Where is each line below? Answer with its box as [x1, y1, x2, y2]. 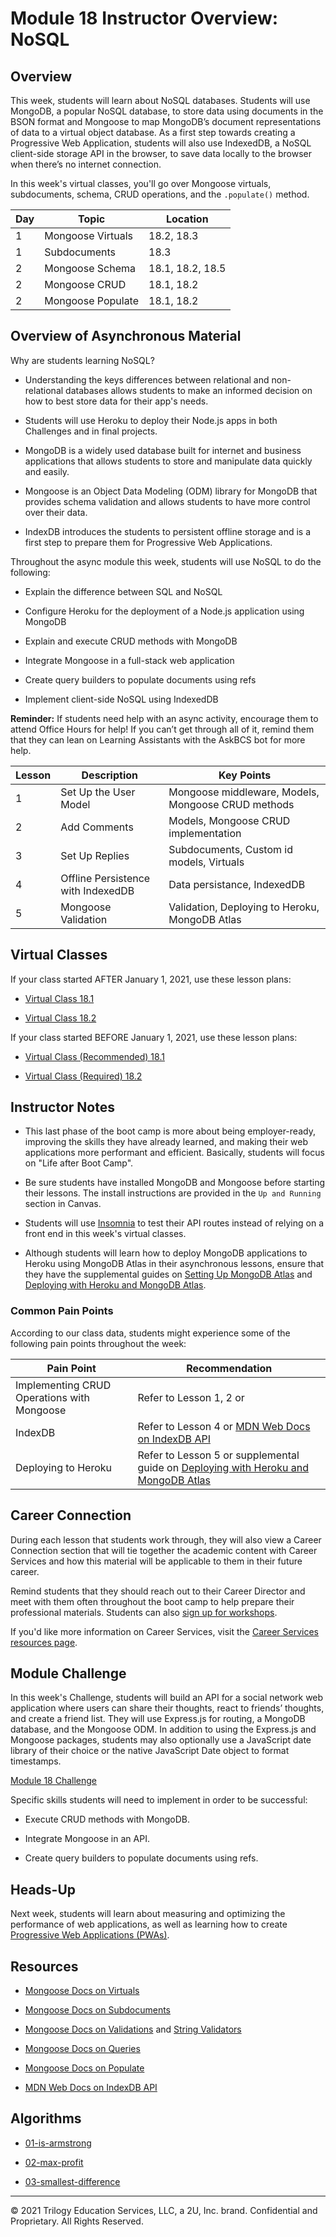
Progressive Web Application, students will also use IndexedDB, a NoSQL [10, 137, 312, 149]
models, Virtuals [168, 855, 245, 869]
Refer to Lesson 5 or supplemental [137, 1448, 300, 1462]
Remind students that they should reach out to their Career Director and [10, 1585, 306, 1597]
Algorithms [10, 2110, 82, 2127]
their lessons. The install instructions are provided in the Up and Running [24, 1187, 322, 1199]
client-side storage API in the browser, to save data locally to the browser [10, 148, 313, 159]
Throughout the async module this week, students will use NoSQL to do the [10, 555, 322, 567]
